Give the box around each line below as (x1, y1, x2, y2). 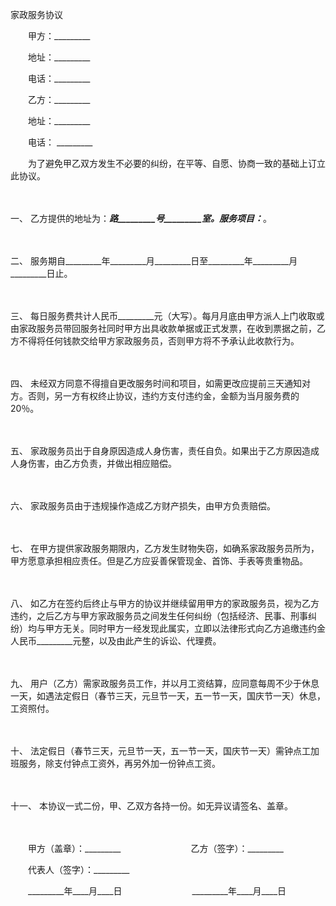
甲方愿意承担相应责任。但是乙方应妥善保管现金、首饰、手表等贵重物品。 (10, 555, 308, 567)
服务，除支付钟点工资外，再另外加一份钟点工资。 (18, 758, 221, 769)
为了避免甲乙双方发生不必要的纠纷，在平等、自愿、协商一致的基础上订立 (27, 158, 326, 169)
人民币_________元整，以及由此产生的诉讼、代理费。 (10, 635, 222, 647)
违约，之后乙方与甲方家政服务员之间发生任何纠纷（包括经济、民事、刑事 (10, 610, 308, 622)
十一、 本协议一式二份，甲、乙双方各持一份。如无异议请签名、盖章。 (10, 800, 293, 812)
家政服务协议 (10, 9, 63, 20)
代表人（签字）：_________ (27, 864, 130, 875)
